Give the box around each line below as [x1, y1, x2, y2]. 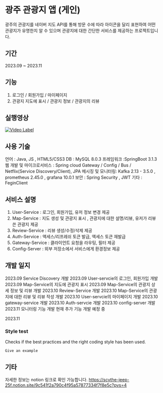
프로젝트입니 [134, 27, 159, 33]
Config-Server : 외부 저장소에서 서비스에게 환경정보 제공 [12, 246, 120, 251]
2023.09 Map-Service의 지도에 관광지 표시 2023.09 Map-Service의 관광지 [5, 281, 151, 287]
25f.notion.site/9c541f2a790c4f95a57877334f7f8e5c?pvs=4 [5, 382, 127, 388]
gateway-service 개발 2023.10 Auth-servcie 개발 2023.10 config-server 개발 [5, 300, 156, 306]
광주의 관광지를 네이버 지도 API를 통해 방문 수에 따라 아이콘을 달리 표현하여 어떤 [5, 21, 156, 27]
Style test [5, 328, 28, 334]
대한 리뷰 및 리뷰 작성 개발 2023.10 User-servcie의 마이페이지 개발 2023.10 [14, 293, 158, 299]
